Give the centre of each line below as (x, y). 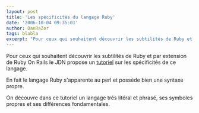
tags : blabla (22, 34)
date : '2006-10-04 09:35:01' (42, 22)
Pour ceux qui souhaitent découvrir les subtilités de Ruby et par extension (97, 56)
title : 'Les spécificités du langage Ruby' (61, 17)
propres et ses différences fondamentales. (58, 104)
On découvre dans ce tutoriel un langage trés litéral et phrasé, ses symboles (99, 98)
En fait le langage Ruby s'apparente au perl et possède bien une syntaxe (95, 80)
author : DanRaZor (28, 28)
